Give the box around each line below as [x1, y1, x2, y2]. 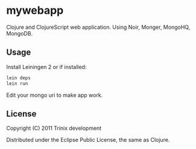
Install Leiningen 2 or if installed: [6, 63, 87, 70]
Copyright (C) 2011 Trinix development [6, 124, 102, 132]
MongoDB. [6, 29, 33, 37]
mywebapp [6, 4, 64, 17]
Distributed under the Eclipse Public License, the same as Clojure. [6, 136, 170, 144]
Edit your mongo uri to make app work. [6, 91, 103, 99]
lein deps [6, 74, 31, 81]
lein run [6, 81, 28, 87]
